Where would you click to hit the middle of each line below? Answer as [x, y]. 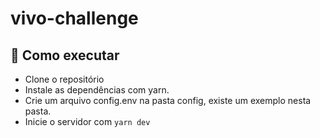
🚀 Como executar [65, 55]
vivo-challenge [74, 18]
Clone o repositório [64, 79]
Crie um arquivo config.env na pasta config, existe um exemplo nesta [168, 100]
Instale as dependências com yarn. [97, 90]
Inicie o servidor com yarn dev [87, 121]
